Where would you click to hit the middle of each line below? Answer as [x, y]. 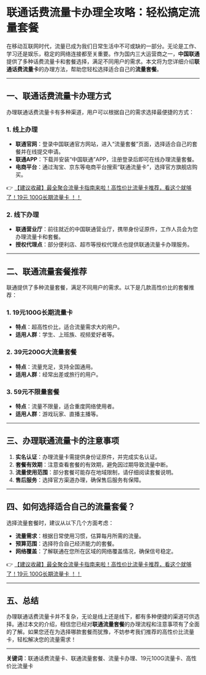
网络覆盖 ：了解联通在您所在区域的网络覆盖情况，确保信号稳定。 [96, 551]
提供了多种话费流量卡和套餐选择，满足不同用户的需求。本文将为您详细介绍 [100, 61]
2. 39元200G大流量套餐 [42, 352]
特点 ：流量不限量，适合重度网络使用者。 [66, 406]
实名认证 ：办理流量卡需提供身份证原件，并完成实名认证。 [88, 457]
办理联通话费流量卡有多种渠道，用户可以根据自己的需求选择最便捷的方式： [100, 112]
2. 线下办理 [23, 214]
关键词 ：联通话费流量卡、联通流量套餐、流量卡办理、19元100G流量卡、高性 [102, 658]
